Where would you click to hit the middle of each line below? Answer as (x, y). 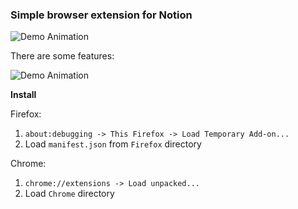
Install (23, 95)
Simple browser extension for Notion (101, 15)
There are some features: (62, 56)
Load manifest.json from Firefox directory (113, 144)
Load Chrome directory (69, 194)
